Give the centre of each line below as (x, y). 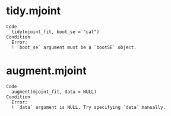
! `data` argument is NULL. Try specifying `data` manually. (89, 107)
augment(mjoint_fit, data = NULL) (54, 92)
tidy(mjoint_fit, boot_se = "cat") (56, 32)
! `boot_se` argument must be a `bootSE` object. (74, 47)
